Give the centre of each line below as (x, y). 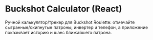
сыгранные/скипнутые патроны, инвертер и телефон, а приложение (76, 27)
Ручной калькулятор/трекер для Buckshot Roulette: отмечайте (70, 22)
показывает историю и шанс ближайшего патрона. (58, 32)
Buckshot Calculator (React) (64, 9)
